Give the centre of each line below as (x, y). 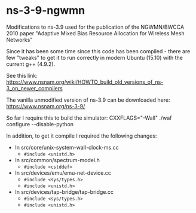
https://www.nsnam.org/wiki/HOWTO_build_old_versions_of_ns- (85, 82)
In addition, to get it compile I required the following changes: (82, 136)
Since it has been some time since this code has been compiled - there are (98, 51)
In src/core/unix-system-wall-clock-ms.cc (67, 147)
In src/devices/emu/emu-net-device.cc (63, 173)
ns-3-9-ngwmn (46, 10)
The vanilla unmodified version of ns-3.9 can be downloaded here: (88, 100)
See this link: (22, 75)
